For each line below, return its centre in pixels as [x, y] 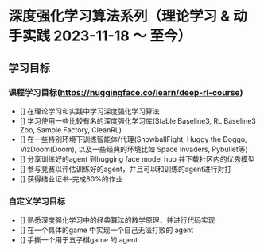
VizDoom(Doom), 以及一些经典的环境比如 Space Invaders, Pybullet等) [134, 149]
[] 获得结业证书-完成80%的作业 [71, 178]
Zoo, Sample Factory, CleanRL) [70, 130]
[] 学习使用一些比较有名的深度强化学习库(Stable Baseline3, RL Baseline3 [138, 120]
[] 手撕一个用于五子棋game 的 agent [79, 240]
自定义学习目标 [37, 201]
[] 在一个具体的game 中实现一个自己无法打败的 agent [107, 230]
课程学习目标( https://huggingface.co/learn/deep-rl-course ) [126, 92]
